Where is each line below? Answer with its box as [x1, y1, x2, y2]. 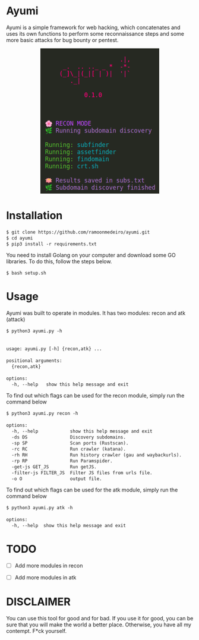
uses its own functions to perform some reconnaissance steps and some [6, 30, 184, 37]
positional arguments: [6, 358, 62, 364]
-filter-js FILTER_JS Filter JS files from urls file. [11, 469, 153, 476]
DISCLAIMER [6, 595, 71, 609]
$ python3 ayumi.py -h [6, 328, 62, 334]
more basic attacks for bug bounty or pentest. [6, 36, 119, 43]
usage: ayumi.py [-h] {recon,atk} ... [6, 346, 102, 352]
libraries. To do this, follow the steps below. [6, 257, 112, 265]
